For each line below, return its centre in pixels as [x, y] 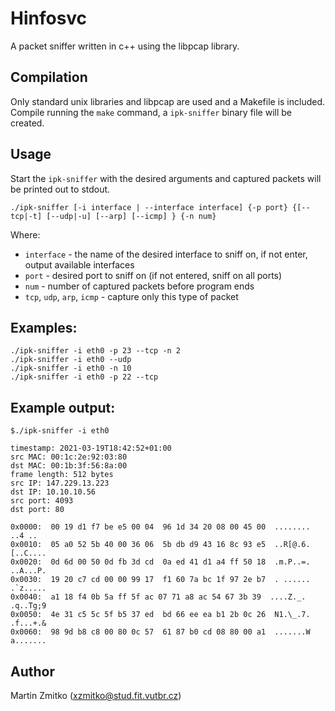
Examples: [44, 327]
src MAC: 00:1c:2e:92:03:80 [69, 457]
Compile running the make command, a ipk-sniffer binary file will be [151, 112]
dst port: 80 [37, 510]
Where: [25, 234]
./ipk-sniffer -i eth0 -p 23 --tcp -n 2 [96, 351]
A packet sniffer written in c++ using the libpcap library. [125, 46]
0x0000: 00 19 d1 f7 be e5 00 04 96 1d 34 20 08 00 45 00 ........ [160, 527]
